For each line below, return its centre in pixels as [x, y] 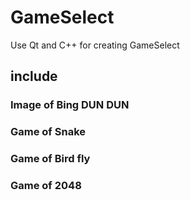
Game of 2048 [46, 186]
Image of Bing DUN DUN [70, 105]
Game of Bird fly [50, 159]
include [34, 76]
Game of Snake [48, 132]
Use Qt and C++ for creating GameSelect [95, 45]
